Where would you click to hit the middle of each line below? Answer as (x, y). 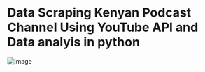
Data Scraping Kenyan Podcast (99, 13)
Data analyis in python (73, 42)
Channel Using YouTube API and (103, 27)
